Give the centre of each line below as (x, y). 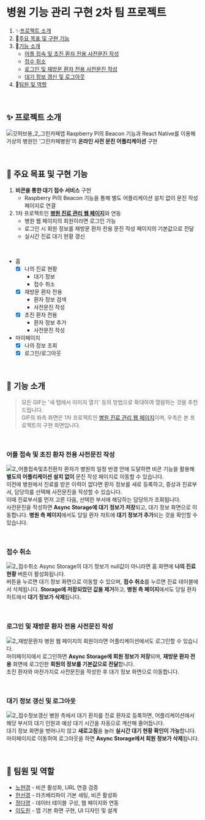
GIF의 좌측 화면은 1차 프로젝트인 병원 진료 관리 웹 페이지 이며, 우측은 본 (105, 417)
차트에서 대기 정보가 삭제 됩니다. (44, 597)
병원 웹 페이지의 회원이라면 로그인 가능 (70, 221)
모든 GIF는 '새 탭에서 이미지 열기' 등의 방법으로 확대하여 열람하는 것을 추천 (110, 402)
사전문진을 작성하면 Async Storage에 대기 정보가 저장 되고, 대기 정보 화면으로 (99, 507)
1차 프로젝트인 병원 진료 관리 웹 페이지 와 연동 (68, 213)
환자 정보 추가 (50, 322)
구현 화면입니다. (61, 425)
